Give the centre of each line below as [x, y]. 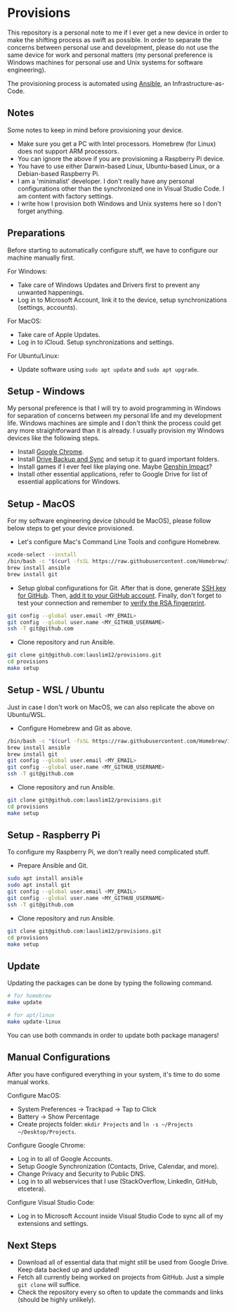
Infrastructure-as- [198, 83]
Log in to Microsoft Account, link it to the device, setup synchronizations [122, 300]
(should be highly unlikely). [57, 1300]
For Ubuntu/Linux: [33, 355]
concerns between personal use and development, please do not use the [113, 47]
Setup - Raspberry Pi [54, 835]
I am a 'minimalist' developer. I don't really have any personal [106, 181]
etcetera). [32, 1189]
